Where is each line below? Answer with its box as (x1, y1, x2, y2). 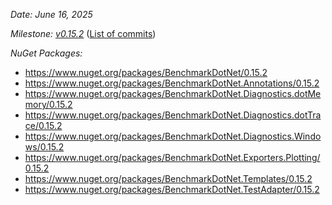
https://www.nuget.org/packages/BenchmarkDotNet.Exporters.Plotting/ (24, 152, 321, 163)
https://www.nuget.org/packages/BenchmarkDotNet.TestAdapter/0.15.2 (24, 184, 320, 195)
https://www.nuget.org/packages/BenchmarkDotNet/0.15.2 (24, 67, 268, 78)
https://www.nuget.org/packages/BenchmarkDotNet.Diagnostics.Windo (24, 130, 322, 142)
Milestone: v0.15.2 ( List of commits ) (10, 28, 157, 39)
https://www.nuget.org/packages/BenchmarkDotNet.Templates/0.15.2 (24, 173, 313, 184)
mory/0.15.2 (24, 99, 73, 110)
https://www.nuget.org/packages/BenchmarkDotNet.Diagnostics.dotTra (24, 109, 322, 121)
